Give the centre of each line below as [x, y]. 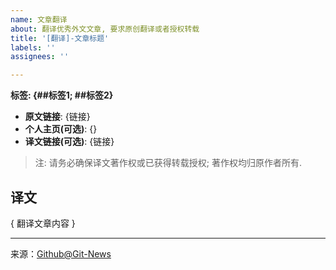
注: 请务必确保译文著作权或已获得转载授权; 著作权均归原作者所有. [168, 163]
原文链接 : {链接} [57, 117]
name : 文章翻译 [39, 19]
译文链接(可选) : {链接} [69, 142]
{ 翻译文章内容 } [43, 223]
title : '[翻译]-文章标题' [60, 38]
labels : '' [33, 47]
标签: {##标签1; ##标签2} [62, 95]
